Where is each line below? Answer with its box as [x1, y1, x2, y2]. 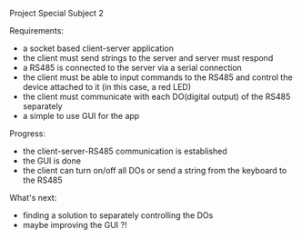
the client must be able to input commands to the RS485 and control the [22, 72, 293, 83]
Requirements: [9, 25, 64, 35]
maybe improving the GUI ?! [22, 220, 127, 230]
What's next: [9, 193, 57, 203]
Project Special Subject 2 [9, 8, 105, 18]
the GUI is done [22, 155, 82, 166]
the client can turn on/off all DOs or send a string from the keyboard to [22, 165, 287, 175]
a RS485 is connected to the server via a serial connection [22, 63, 243, 73]
